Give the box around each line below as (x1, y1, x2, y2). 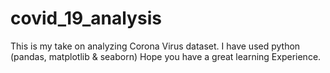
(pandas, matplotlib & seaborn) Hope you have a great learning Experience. (10, 50, 322, 62)
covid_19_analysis (10, 7, 162, 30)
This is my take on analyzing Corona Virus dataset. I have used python (10, 40, 301, 52)
